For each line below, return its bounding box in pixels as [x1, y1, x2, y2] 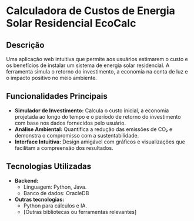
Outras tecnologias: [14, 196, 65, 203]
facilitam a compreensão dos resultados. [14, 144, 113, 151]
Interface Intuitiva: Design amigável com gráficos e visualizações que [14, 138, 185, 145]
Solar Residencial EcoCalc [6, 16, 136, 30]
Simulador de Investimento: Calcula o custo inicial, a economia [14, 107, 169, 114]
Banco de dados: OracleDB [23, 189, 89, 196]
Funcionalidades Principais [6, 91, 108, 101]
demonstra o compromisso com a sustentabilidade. [14, 132, 139, 139]
